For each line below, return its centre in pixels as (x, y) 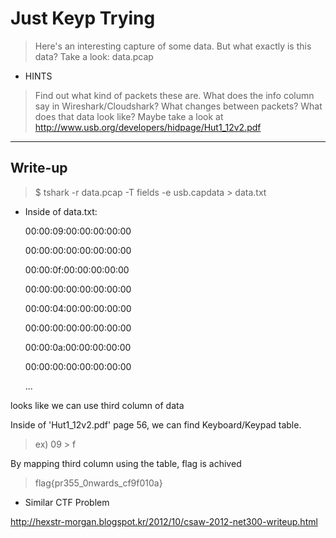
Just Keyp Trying (83, 18)
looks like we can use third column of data (97, 405)
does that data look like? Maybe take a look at (129, 116)
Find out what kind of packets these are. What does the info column (174, 95)
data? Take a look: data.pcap (94, 56)
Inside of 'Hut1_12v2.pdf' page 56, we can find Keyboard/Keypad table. (156, 424)
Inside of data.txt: (61, 211)
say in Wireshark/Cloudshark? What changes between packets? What (178, 106)
